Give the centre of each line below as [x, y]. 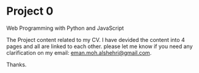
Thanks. [16, 64]
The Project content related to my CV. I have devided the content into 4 [96, 40]
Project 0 [30, 11]
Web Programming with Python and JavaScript [65, 28]
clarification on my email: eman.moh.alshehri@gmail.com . [79, 52]
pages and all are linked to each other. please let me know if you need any [100, 46]
